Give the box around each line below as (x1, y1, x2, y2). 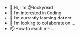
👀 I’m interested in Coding (9, 10, 62, 16)
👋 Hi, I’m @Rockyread (9, 5, 53, 10)
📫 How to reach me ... (9, 26, 55, 31)
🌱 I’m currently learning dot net (9, 15, 72, 20)
